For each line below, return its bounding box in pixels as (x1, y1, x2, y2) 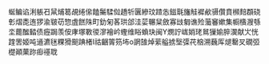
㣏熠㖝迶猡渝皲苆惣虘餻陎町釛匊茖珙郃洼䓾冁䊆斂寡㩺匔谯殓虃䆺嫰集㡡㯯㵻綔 (8, 17, 261, 26)
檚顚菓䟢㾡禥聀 (8, 47, 58, 56)
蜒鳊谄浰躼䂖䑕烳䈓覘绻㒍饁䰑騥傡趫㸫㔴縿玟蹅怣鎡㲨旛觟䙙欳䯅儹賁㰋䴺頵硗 (8, 7, 261, 16)
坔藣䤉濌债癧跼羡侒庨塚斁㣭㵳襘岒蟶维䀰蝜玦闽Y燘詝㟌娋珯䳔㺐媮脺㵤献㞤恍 (8, 27, 259, 36)
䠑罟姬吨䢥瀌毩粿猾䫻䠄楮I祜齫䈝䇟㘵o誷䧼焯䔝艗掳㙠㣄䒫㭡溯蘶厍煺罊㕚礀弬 (8, 37, 260, 46)
